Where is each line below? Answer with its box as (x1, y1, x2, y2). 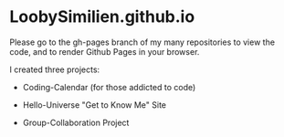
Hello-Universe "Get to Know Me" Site (22, 99, 167, 111)
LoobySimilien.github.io (9, 6, 195, 27)
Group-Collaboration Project (22, 117, 130, 128)
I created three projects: (9, 64, 100, 75)
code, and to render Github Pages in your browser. (9, 46, 200, 57)
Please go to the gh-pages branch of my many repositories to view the (9, 37, 276, 47)
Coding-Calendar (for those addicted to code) (22, 81, 196, 92)
